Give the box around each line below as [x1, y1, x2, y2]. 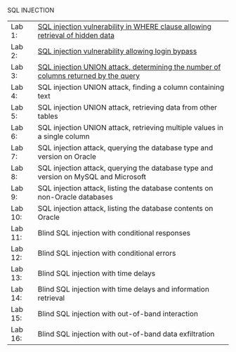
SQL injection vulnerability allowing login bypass [37, 46, 197, 56]
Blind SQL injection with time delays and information [37, 285, 209, 294]
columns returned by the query [37, 71, 140, 80]
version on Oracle [37, 152, 96, 161]
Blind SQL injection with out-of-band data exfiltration [37, 330, 215, 339]
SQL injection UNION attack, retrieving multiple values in [37, 123, 223, 132]
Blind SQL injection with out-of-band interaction [37, 309, 199, 318]
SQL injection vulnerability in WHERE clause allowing [37, 22, 212, 31]
